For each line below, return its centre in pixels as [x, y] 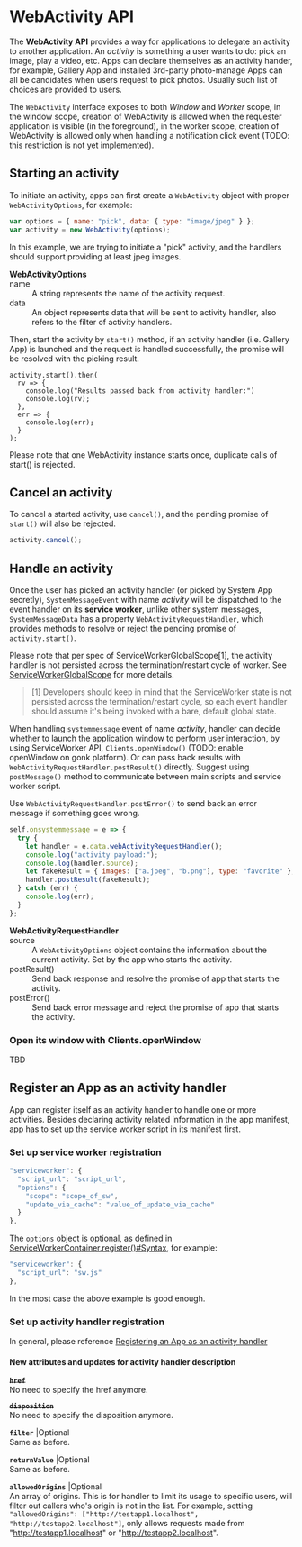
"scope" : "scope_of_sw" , [72, 1196]
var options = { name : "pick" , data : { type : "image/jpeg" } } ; [132, 221]
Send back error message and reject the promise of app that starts [155, 1007]
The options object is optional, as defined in [91, 1238]
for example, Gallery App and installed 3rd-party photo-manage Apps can [146, 70]
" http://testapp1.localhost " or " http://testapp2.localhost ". [114, 1533]
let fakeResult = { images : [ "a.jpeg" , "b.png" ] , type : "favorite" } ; [160, 871]
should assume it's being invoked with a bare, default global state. [154, 711]
